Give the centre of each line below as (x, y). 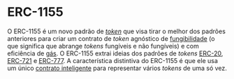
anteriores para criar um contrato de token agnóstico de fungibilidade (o (111, 38)
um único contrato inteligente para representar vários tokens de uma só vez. (117, 68)
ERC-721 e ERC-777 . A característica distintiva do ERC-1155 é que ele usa (113, 60)
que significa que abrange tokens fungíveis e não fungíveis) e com (103, 46)
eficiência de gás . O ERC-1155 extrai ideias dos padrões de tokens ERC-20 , (115, 53)
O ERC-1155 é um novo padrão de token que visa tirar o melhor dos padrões (116, 31)
